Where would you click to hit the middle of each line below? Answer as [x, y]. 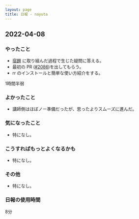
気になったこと [23, 123]
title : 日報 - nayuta [27, 14]
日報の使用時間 [23, 200]
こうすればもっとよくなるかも [41, 149]
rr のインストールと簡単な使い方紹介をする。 [57, 73]
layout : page [18, 10]
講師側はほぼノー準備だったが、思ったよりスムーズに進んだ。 [74, 109]
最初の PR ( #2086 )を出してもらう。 [48, 67]
